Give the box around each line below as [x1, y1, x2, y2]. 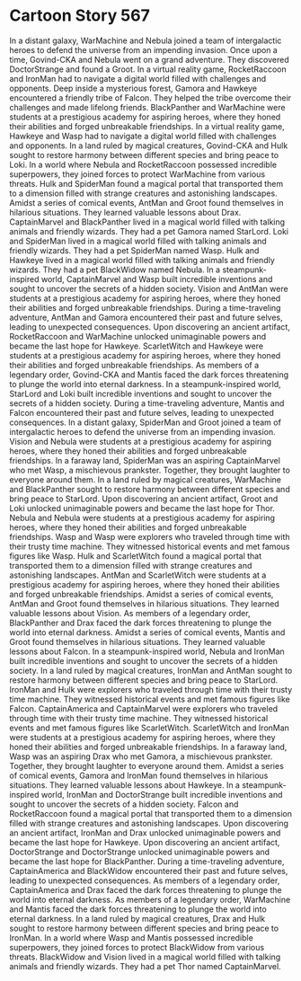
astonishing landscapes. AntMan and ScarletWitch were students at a [9, 570, 267, 580]
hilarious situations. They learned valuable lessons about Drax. [9, 207, 242, 217]
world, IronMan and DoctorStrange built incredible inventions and [40, 789, 283, 800]
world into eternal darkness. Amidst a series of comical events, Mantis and [9, 626, 286, 638]
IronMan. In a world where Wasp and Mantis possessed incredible [9, 932, 253, 943]
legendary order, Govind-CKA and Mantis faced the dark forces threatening [9, 369, 289, 380]
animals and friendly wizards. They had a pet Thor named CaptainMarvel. [9, 960, 281, 971]
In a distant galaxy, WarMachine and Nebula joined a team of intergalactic [9, 35, 282, 46]
